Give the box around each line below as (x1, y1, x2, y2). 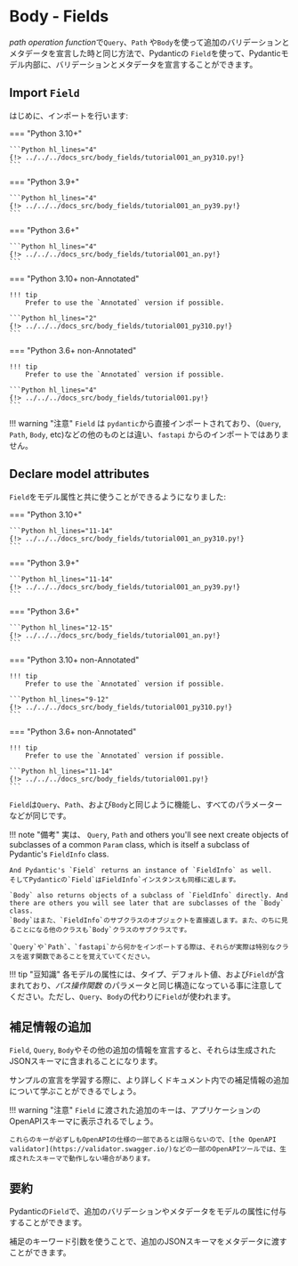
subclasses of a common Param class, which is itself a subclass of (9, 839, 250, 849)
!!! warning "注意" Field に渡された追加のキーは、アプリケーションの (9, 1105, 261, 1116)
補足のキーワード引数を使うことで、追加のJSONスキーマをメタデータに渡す (9, 1236, 287, 1247)
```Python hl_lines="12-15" (9, 623, 114, 632)
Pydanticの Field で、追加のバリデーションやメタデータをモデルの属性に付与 (9, 1206, 287, 1217)
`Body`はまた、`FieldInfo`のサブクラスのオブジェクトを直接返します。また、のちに (9, 915, 282, 925)
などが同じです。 (9, 810, 71, 821)
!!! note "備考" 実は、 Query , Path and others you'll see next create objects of (9, 829, 289, 840)
